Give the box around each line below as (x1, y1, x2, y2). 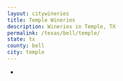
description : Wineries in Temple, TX (7, 23, 116, 30)
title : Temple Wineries (7, 17, 76, 24)
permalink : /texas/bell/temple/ (7, 29, 100, 37)
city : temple (7, 49, 45, 56)
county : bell (7, 42, 45, 49)
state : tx (7, 36, 36, 43)
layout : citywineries (7, 10, 70, 17)
